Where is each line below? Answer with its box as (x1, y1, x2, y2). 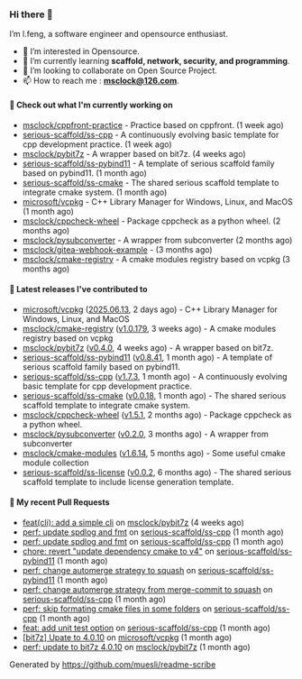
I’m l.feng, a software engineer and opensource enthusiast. (9, 29, 228, 40)
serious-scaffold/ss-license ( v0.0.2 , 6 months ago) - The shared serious (22, 466, 291, 477)
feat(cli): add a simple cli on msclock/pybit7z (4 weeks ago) (22, 517, 245, 528)
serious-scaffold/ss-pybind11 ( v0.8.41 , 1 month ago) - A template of (22, 352, 273, 362)
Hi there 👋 (9, 8, 54, 21)
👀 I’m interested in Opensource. (22, 46, 140, 57)
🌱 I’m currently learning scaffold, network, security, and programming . (22, 56, 290, 67)
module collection (22, 457, 89, 468)
